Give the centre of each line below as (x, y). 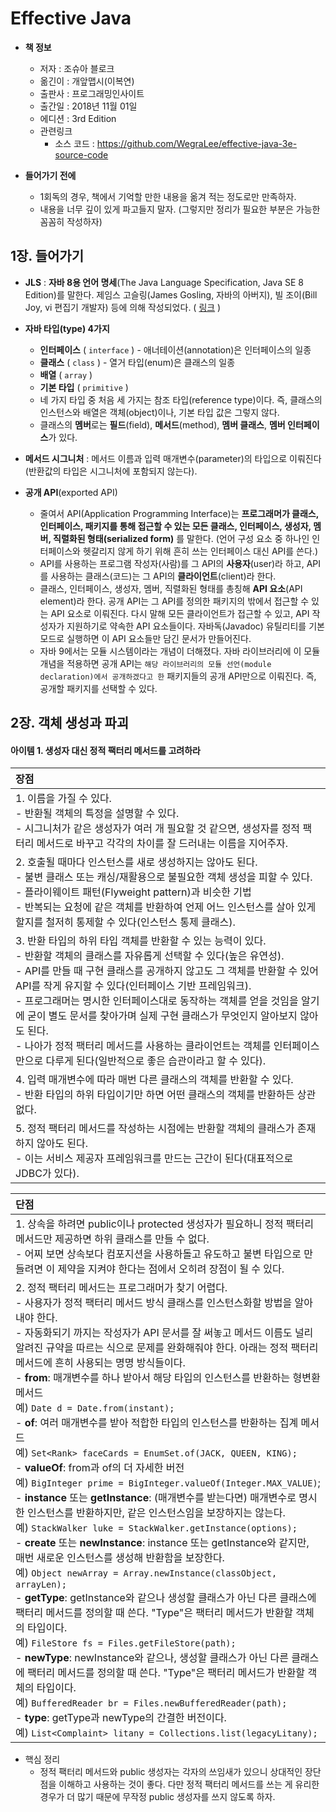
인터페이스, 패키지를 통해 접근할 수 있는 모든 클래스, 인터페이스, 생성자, (175, 526)
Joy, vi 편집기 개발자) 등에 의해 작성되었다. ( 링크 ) (123, 307)
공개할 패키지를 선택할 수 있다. (98, 688)
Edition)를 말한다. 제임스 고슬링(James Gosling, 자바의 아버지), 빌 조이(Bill (171, 294)
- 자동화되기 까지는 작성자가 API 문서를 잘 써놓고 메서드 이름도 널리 (164, 1333)
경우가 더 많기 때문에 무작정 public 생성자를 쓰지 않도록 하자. (157, 1797)
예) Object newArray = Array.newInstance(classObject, (146, 1573)
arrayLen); (41, 1585)
